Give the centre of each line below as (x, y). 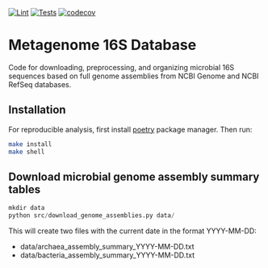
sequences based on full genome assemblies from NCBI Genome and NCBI (134, 76)
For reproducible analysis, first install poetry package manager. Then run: (130, 129)
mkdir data (27, 208)
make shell (27, 152)
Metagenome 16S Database (103, 45)
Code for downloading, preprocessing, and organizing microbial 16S (121, 67)
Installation (37, 110)
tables (25, 189)
